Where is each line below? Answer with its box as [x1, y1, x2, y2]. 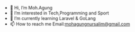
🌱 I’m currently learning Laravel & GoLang [9, 15, 96, 21]
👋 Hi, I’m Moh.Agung [9, 5, 52, 10]
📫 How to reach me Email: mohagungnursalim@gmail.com [9, 21, 130, 27]
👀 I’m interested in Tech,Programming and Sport [9, 10, 109, 16]
